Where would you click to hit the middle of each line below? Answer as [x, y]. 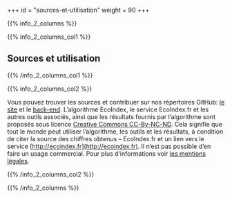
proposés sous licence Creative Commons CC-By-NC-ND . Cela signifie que [115, 124]
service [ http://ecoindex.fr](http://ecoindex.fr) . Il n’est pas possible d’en [109, 146]
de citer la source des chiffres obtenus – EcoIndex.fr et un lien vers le [106, 138]
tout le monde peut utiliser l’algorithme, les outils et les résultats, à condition [115, 132]
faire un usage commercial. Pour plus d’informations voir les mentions [106, 153]
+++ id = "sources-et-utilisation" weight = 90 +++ [78, 10]
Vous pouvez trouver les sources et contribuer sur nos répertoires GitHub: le [116, 102]
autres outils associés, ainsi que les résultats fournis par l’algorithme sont [112, 116]
